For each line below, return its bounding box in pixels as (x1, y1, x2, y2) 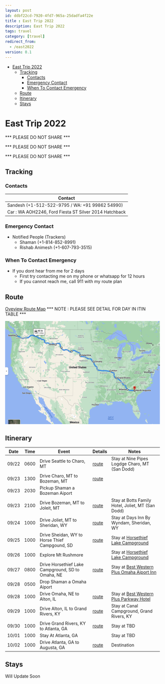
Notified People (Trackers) (12, 234, 66, 240)
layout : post (5, 8, 32, 13)
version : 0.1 (5, 49, 32, 54)
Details (92, 448, 107, 454)
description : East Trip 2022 (5, 24, 65, 29)
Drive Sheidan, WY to (39, 532, 83, 538)
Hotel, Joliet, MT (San (111, 502, 155, 508)
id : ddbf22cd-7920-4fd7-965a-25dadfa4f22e (5, 13, 93, 18)
